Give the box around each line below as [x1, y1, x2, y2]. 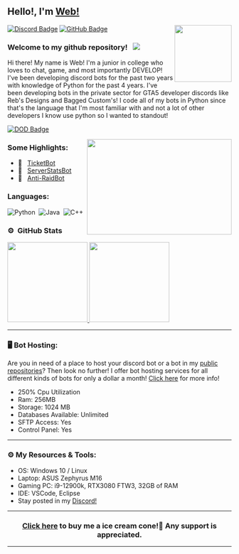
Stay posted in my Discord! [17, 496, 97, 505]
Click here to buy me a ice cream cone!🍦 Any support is [22, 521, 217, 531]
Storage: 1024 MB [17, 403, 71, 411]
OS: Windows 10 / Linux [17, 466, 87, 474]
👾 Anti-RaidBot [17, 174, 65, 183]
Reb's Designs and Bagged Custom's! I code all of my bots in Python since [7, 96, 226, 105]
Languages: [7, 192, 50, 202]
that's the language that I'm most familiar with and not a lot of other [7, 104, 205, 112]
